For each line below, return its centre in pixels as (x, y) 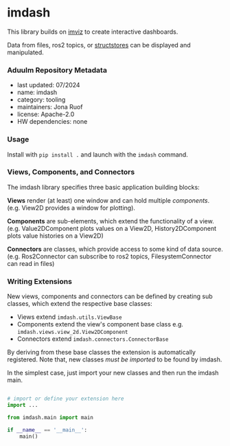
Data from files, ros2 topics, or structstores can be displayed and (99, 45)
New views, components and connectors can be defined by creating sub (110, 296)
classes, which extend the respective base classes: (80, 304)
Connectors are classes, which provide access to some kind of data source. (115, 249)
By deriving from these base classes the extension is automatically (101, 353)
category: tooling (41, 100)
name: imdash (37, 92)
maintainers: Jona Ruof (50, 107)
